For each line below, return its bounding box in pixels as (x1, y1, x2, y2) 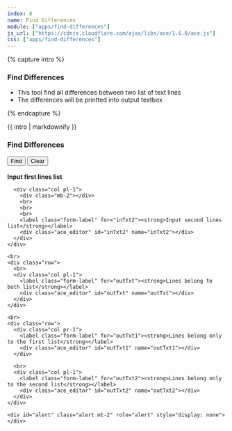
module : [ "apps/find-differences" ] (7, 23, 110, 30)
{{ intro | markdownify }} (7, 123, 77, 131)
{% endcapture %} (7, 109, 61, 118)
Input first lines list (7, 172, 63, 181)
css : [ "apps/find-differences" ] (7, 36, 101, 43)
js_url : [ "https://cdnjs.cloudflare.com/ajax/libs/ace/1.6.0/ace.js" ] (7, 29, 216, 37)
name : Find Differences (7, 17, 76, 24)
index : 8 (7, 10, 33, 17)
